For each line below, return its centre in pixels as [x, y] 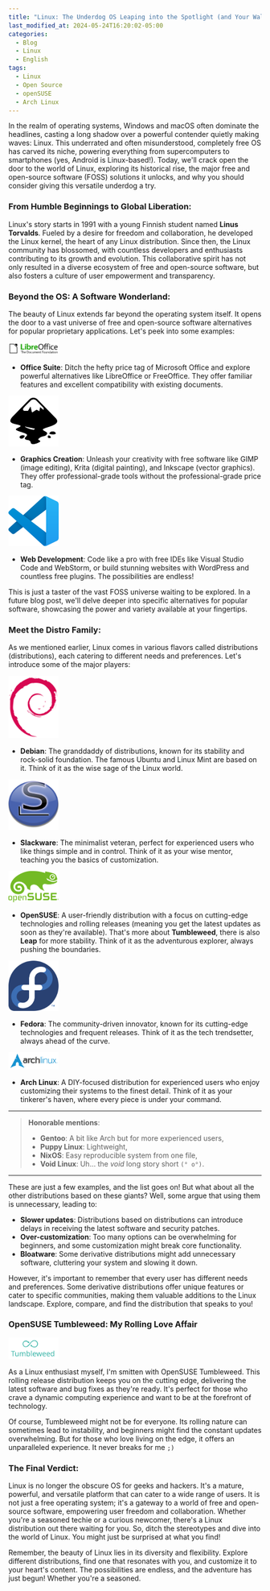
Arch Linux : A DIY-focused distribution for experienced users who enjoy [139, 1082]
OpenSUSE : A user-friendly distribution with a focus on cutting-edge [134, 915]
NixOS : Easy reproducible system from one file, [119, 1155]
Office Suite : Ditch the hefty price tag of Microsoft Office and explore [135, 367]
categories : [28, 34]
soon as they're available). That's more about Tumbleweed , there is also [140, 932]
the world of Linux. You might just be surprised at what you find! [115, 1537]
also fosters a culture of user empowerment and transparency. [112, 276]
